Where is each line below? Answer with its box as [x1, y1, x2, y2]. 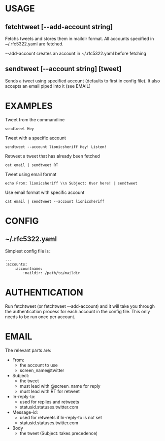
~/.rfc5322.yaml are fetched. [5, 41, 64, 47]
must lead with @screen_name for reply [19, 383, 101, 389]
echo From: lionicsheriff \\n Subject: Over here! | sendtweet [5, 181, 138, 185]
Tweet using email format [5, 171, 57, 177]
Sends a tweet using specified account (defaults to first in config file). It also [5, 77, 160, 84]
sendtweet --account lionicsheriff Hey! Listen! [5, 144, 107, 149]
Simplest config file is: [5, 248, 50, 254]
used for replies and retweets [19, 399, 80, 404]
